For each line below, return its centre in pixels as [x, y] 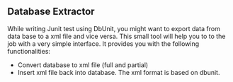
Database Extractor [51, 12]
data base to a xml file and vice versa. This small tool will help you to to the [116, 36]
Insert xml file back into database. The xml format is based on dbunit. [119, 72]
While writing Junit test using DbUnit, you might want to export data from [114, 28]
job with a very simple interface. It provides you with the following [103, 43]
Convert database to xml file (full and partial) [83, 65]
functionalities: [29, 51]
